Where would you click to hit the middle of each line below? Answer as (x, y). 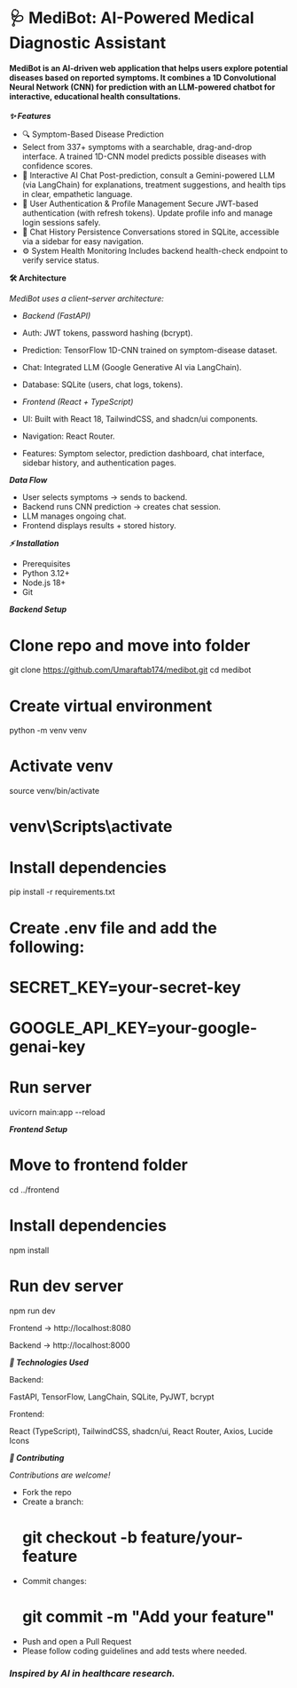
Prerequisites (46, 564)
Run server (51, 1087)
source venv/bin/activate (55, 791)
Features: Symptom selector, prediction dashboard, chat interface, (143, 454)
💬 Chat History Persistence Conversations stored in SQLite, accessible (150, 232)
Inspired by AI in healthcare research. (92, 1674)
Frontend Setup (39, 1129)
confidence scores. (57, 166)
